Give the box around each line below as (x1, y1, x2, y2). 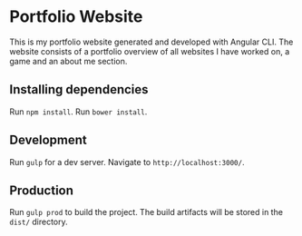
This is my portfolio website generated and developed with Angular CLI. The (9, 36, 294, 47)
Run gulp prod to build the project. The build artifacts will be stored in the (9, 207, 284, 218)
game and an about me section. (9, 55, 128, 66)
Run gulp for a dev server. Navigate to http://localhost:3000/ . (9, 156, 245, 167)
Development (9, 133, 88, 148)
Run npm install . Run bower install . (9, 106, 148, 117)
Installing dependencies (9, 82, 149, 97)
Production (9, 182, 74, 198)
